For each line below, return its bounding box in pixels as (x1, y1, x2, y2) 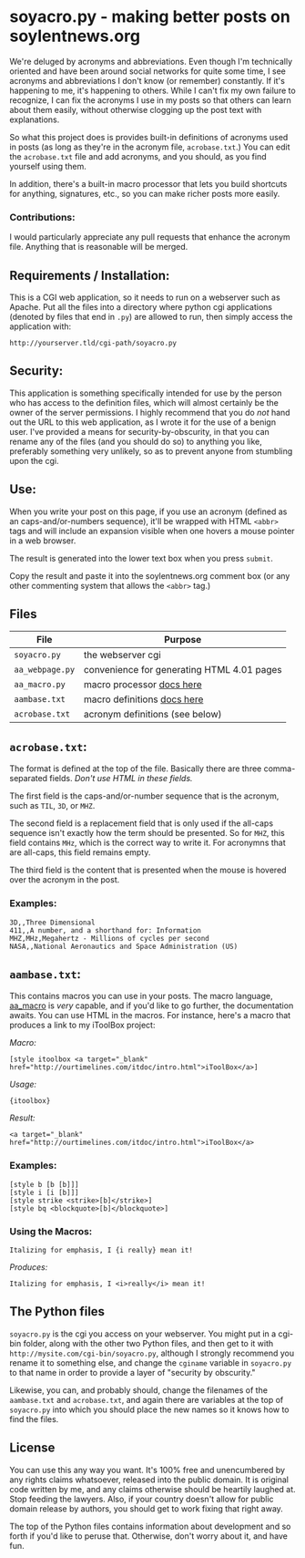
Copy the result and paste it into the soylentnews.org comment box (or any (9, 570, 290, 581)
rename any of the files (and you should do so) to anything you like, (9, 436, 262, 447)
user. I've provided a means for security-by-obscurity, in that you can (9, 426, 270, 437)
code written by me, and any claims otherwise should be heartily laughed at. (9, 1483, 296, 1494)
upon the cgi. (9, 455, 59, 466)
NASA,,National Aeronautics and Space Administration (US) (9, 942, 239, 951)
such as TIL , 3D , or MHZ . (9, 800, 96, 811)
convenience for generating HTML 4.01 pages (83, 664, 282, 676)
